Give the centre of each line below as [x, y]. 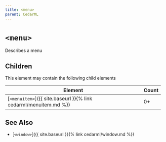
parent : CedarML [22, 14]
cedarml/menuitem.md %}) [39, 105]
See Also [19, 122]
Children [19, 66]
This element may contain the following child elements [61, 78]
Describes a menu [24, 50]
